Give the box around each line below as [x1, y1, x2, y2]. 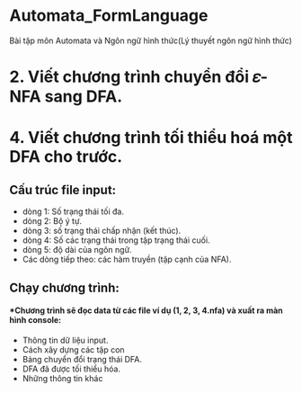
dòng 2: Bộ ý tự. [22, 216, 83, 227]
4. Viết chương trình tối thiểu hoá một [9, 128, 293, 148]
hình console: [9, 315, 62, 326]
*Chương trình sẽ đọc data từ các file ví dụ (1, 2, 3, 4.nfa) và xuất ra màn [9, 305, 283, 316]
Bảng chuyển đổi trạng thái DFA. [22, 353, 142, 364]
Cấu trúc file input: [9, 182, 117, 198]
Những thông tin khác [22, 372, 103, 383]
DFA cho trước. [9, 147, 123, 167]
